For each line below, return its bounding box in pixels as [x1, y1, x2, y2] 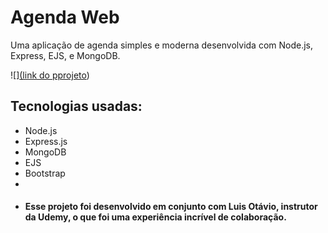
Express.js [24, 135, 68, 147]
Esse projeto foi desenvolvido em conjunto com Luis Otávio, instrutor [24, 201, 318, 213]
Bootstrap [24, 167, 66, 179]
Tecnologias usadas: [10, 98, 143, 115]
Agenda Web [10, 6, 120, 29]
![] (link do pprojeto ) [10, 69, 90, 81]
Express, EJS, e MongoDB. [10, 49, 121, 61]
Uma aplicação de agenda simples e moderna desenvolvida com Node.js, [10, 39, 314, 51]
